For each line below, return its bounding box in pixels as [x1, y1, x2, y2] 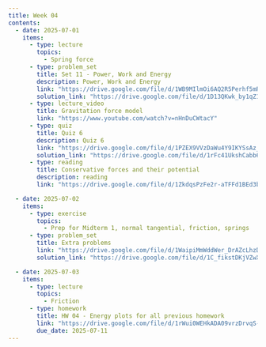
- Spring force [43, 56, 93, 64]
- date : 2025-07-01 [15, 26, 80, 34]
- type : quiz [28, 122, 73, 130]
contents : [8, 19, 41, 27]
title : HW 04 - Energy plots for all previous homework [36, 312, 225, 320]
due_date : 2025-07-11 [36, 326, 108, 334]
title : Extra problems [36, 239, 112, 247]
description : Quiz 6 [36, 136, 104, 145]
